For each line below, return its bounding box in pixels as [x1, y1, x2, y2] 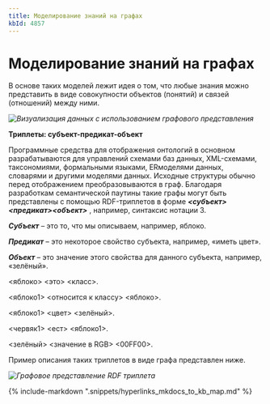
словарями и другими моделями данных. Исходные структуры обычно [8, 171, 256, 181]
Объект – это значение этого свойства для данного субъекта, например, [8, 253, 263, 262]
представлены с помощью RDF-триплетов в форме [8, 197, 187, 206]
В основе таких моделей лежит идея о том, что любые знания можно [8, 81, 249, 91]
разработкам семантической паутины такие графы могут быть [8, 188, 227, 198]
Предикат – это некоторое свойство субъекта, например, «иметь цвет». [8, 236, 261, 247]
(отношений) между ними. [8, 98, 99, 108]
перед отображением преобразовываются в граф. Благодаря [8, 180, 222, 189]
